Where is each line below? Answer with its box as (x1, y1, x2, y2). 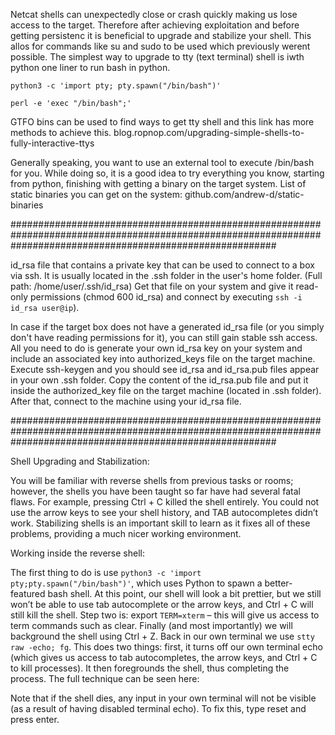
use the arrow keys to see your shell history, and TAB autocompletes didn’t (10, 507, 319, 518)
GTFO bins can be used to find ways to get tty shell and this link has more (10, 116, 315, 128)
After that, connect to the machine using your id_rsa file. (10, 395, 242, 407)
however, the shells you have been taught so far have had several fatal (10, 485, 301, 497)
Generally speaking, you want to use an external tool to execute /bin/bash (10, 157, 315, 168)
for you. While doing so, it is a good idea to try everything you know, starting (10, 167, 325, 179)
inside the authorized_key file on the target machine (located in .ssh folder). (10, 385, 322, 396)
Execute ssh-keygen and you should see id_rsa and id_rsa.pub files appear (10, 364, 320, 375)
